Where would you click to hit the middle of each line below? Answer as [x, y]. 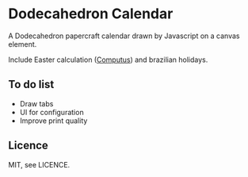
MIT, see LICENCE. [39, 164]
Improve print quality [53, 121]
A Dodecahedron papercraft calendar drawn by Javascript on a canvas [124, 36]
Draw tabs [36, 103]
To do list [31, 85]
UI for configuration [52, 112]
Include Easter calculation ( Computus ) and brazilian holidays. [108, 60]
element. [23, 44]
